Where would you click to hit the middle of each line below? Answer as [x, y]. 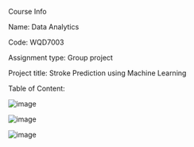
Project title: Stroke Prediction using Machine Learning [97, 73]
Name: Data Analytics [44, 27]
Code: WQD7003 [36, 42]
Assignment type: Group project [61, 58]
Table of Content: [37, 88]
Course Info [27, 12]
